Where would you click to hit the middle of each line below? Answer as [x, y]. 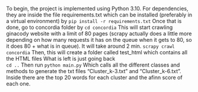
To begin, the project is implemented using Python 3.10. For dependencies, [97, 9]
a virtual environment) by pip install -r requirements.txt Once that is [94, 21]
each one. [18, 84]
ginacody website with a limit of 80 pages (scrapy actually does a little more [99, 34]
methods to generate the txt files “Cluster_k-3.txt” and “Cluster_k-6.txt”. [94, 71]
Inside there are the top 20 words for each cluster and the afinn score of [94, 77]
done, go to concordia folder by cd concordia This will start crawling [90, 27]
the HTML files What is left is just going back [61, 59]
